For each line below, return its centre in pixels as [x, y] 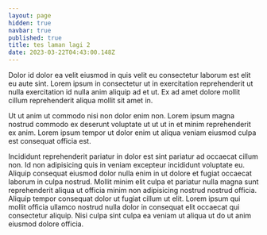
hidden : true [30, 23]
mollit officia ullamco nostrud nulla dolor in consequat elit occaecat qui [124, 207]
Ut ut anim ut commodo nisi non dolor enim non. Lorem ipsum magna [122, 116]
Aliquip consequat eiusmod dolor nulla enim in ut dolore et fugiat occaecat [130, 173]
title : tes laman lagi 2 [49, 45]
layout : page [30, 15]
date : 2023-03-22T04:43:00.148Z [62, 52]
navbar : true [30, 30]
